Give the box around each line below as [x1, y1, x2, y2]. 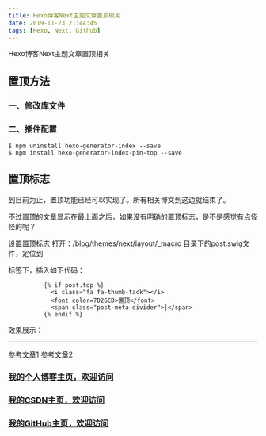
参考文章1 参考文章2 [8, 350, 74, 359]
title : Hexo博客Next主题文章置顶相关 [8, 11, 121, 20]
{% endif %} [43, 310, 83, 318]
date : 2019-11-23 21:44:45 [8, 19, 97, 27]
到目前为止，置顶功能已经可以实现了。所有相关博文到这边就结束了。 [8, 195, 230, 205]
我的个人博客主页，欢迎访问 [8, 371, 114, 382]
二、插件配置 [8, 124, 58, 135]
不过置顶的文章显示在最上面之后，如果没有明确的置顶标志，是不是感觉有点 [8, 212, 251, 221]
